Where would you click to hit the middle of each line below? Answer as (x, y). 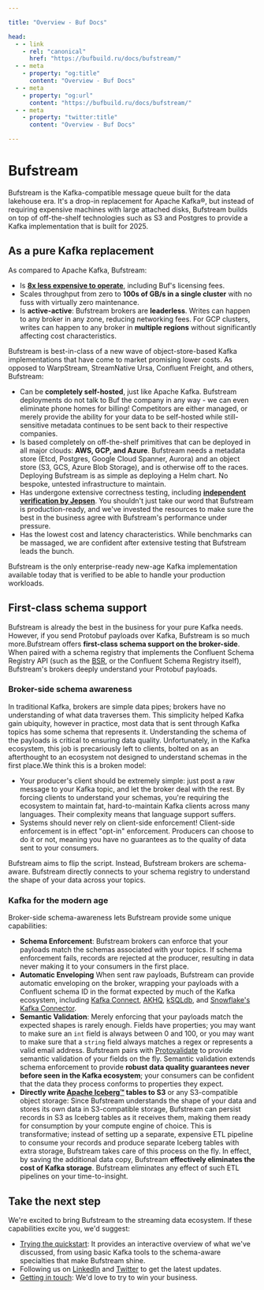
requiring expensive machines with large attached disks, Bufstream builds (128, 209)
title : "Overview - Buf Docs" (58, 22)
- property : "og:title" (61, 73)
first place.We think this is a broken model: (77, 765)
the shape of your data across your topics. (77, 880)
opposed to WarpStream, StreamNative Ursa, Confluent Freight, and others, (131, 367)
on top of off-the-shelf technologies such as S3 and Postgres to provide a (128, 217)
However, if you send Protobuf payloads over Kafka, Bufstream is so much (129, 635)
